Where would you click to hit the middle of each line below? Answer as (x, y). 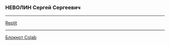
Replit (11, 23)
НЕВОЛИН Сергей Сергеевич (43, 7)
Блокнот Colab (21, 37)
